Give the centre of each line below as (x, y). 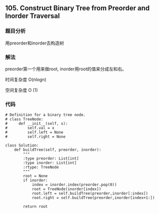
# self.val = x (30, 128)
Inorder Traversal (33, 16)
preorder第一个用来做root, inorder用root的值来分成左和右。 (66, 69)
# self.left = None (34, 132)
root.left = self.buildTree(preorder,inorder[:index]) (90, 194)
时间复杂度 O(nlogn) (26, 79)
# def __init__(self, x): (37, 124)
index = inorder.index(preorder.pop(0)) (74, 185)
